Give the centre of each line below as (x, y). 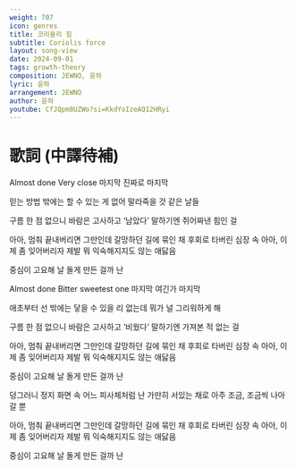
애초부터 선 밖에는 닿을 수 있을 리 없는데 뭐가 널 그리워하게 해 (115, 308)
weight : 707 (31, 17)
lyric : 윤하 (30, 84)
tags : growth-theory (48, 68)
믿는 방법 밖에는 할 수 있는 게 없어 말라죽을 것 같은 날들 (104, 201)
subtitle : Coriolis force (57, 43)
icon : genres (34, 26)
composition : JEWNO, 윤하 (56, 76)
